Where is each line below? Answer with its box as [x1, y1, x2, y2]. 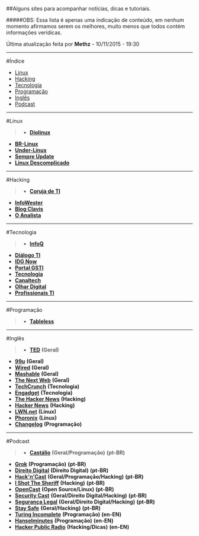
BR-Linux [14, 140, 38, 147]
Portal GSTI [14, 264, 44, 271]
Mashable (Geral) [14, 370, 59, 377]
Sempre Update [14, 153, 54, 160]
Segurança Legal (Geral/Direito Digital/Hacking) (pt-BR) [14, 498, 155, 505]
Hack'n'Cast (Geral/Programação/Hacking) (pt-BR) [14, 473, 144, 480]
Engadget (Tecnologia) [14, 389, 73, 396]
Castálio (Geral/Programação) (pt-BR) [29, 449, 126, 456]
